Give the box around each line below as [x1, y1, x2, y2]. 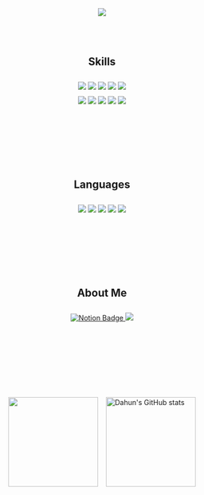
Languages [73, 178, 131, 192]
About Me [76, 286, 127, 300]
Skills [88, 55, 116, 68]
